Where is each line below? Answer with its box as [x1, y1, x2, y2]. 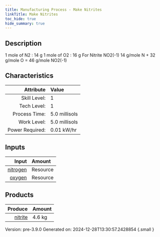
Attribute [24, 86, 46, 93]
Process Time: [12, 110, 46, 117]
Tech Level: [19, 102, 46, 109]
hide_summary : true [5, 21, 45, 26]
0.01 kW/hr [50, 126, 77, 133]
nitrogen [7, 166, 27, 173]
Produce [7, 205, 28, 212]
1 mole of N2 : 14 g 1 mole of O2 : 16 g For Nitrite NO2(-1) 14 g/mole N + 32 [5, 52, 156, 58]
